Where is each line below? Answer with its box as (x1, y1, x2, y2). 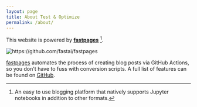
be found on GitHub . (6, 71, 56, 79)
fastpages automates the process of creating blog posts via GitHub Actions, (6, 59, 189, 66)
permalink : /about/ (6, 19, 54, 25)
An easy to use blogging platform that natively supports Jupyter (14, 88, 169, 95)
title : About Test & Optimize (6, 14, 80, 20)
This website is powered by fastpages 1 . (6, 36, 104, 44)
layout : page (6, 8, 38, 15)
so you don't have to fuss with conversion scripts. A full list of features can (6, 65, 187, 73)
